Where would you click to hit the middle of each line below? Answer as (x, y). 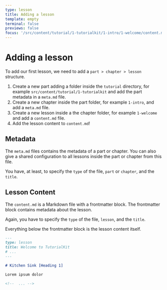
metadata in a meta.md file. (39, 97)
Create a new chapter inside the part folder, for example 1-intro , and (83, 102)
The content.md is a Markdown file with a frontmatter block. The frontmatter (83, 204)
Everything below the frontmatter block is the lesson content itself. (73, 229)
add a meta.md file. (31, 107)
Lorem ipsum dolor (24, 275)
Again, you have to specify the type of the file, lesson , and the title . (75, 219)
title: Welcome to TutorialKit (38, 247)
